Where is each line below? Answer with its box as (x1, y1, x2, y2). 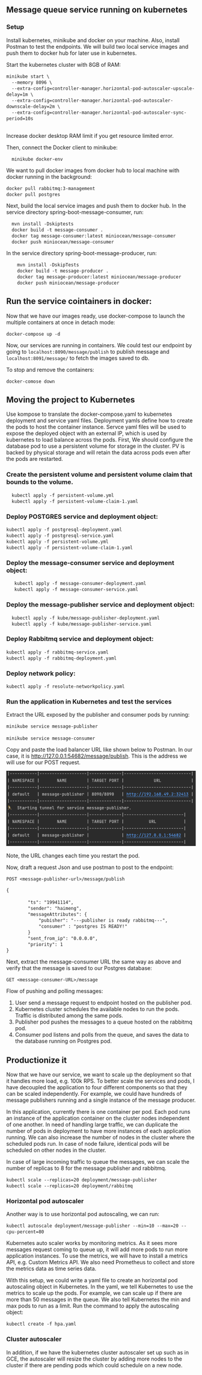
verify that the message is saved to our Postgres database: (6, 965, 152, 972)
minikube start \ (6, 73, 50, 79)
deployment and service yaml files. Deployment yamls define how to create (6, 417, 193, 424)
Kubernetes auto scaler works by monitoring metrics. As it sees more (6, 1240, 177, 1247)
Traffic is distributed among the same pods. (14, 1012, 123, 1019)
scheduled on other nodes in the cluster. (6, 1146, 106, 1154)
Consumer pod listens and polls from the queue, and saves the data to (14, 1031, 189, 1039)
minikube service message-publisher (6, 723, 98, 730)
